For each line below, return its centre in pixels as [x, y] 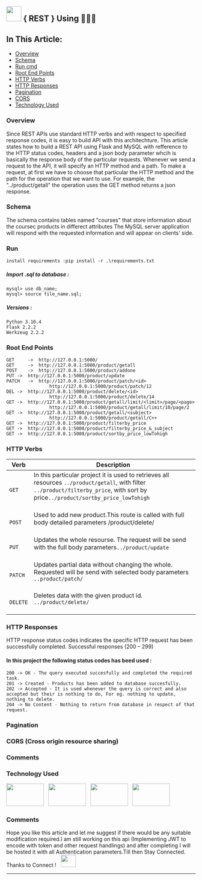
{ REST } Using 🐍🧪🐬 [60, 19]
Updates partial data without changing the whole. [103, 564]
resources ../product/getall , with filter [90, 482]
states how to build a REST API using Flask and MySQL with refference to [97, 146]
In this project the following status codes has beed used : [79, 660]
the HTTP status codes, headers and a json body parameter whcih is [91, 153]
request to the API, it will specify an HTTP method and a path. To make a [96, 166]
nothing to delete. [31, 700]
